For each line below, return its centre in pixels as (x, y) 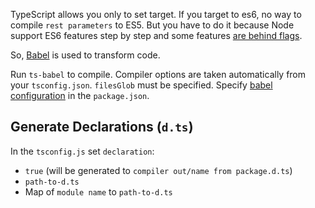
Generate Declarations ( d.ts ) (102, 127)
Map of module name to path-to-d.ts (98, 191)
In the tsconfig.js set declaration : (82, 151)
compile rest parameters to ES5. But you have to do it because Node (152, 25)
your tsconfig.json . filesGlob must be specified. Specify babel (141, 85)
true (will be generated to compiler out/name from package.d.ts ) (158, 170)
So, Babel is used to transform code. (85, 55)
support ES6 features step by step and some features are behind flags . (156, 35)
